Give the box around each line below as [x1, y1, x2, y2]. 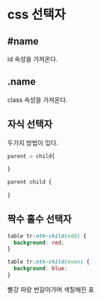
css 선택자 [7, 6, 66, 23]
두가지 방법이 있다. [7, 138, 59, 147]
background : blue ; [13, 265, 69, 272]
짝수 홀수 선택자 [7, 213, 72, 226]
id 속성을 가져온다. [7, 55, 59, 63]
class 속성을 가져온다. [7, 95, 69, 104]
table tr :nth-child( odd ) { [7, 232, 87, 240]
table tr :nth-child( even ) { [7, 258, 90, 266]
